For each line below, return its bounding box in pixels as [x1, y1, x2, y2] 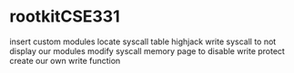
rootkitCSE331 [9, 6, 120, 27]
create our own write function [9, 55, 121, 66]
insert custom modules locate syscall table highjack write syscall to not [9, 36, 277, 47]
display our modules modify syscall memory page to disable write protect [9, 45, 285, 56]
